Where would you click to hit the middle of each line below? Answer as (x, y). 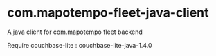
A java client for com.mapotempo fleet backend (75, 32)
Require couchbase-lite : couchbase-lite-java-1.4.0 (80, 45)
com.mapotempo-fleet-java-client (108, 13)
